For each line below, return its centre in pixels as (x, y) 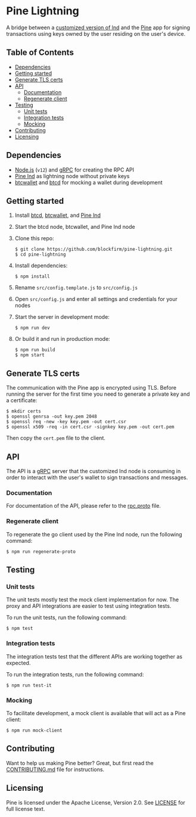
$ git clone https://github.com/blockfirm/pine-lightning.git (94, 249)
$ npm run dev (32, 328)
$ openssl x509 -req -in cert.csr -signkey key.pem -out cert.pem (90, 427)
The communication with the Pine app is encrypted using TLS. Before (91, 388)
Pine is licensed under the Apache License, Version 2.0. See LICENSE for (96, 802)
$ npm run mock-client (34, 730)
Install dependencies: (41, 266)
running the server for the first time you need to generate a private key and (98, 394)
